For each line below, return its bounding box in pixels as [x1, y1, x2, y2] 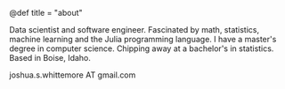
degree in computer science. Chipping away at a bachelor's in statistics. [9, 43, 274, 54]
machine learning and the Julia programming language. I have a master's [9, 34, 277, 44]
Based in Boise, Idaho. [9, 53, 92, 63]
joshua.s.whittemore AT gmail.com [9, 70, 136, 80]
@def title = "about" [9, 8, 83, 18]
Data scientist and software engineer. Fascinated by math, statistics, [9, 25, 260, 34]
